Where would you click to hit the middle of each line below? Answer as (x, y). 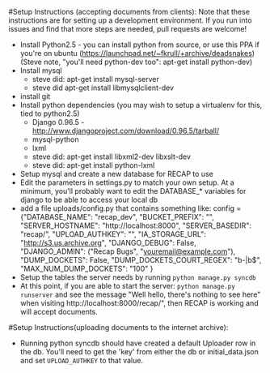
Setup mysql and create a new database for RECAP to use (117, 174)
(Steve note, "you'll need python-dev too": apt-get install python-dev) (136, 62)
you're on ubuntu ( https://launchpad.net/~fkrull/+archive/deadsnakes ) (137, 53)
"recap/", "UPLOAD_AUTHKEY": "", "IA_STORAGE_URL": (113, 234)
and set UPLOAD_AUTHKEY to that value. (82, 360)
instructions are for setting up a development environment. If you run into (130, 20)
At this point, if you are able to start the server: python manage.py (128, 286)
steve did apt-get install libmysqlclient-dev (103, 88)
